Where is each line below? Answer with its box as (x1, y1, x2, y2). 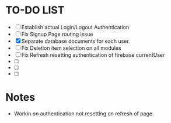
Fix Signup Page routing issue (21, 30, 93, 37)
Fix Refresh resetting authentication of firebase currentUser (21, 51, 165, 59)
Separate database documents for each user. (21, 37, 130, 45)
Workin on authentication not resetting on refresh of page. (13, 110, 154, 117)
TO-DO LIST (5, 4, 65, 17)
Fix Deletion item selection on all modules (21, 45, 121, 52)
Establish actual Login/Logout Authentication (21, 23, 130, 30)
